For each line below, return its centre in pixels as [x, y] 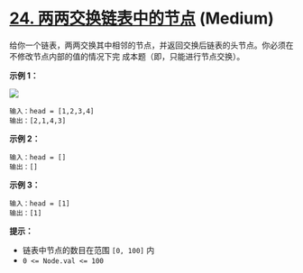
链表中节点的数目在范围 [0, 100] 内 [88, 250]
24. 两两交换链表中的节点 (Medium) [142, 18]
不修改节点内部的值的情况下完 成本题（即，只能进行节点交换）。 [127, 56]
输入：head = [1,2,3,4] [52, 111]
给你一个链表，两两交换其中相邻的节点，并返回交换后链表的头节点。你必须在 [151, 45]
